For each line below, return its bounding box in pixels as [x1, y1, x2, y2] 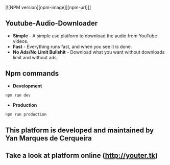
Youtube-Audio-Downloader [5, 19, 98, 28]
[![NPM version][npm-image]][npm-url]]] [5, 5, 91, 10]
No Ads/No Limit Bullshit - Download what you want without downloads [12, 49, 165, 55]
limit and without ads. [12, 54, 58, 60]
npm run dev [5, 92, 31, 98]
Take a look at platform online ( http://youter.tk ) [5, 151, 158, 160]
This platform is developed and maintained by [5, 126, 154, 134]
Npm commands [5, 69, 59, 78]
